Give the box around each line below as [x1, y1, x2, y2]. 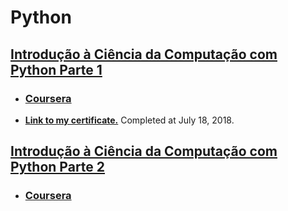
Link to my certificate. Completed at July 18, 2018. [24, 114, 235, 126]
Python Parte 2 [10, 159, 106, 176]
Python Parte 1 [10, 61, 103, 78]
